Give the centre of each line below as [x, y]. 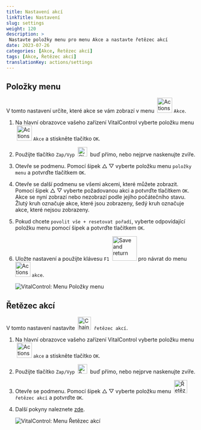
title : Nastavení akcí [35, 12]
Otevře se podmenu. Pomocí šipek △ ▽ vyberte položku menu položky [103, 166]
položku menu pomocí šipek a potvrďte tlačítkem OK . [80, 228]
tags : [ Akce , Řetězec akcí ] [42, 57]
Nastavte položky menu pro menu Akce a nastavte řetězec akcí [88, 40]
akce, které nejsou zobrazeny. [52, 210]
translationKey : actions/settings [50, 62]
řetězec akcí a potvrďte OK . [49, 397]
